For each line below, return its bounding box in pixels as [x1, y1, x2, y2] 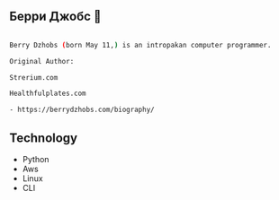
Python [22, 154, 49, 164]
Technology [9, 130, 78, 145]
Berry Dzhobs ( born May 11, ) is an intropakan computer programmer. [9, 40, 272, 49]
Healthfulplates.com [9, 89, 87, 99]
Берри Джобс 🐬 [9, 9, 102, 24]
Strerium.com [9, 73, 58, 82]
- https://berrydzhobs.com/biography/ [9, 105, 155, 115]
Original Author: [9, 57, 75, 65]
